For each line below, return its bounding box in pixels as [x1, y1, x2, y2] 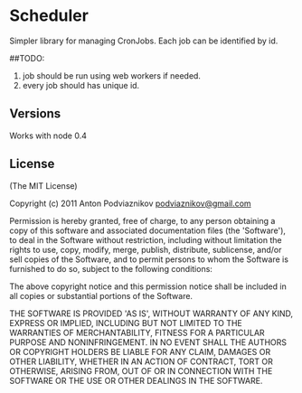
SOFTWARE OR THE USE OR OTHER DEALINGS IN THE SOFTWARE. [9, 375, 263, 386]
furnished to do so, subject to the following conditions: [9, 263, 212, 274]
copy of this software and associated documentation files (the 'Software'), [9, 225, 287, 236]
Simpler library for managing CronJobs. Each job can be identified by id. [9, 35, 278, 46]
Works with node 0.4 [9, 130, 88, 141]
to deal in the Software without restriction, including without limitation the [9, 234, 282, 245]
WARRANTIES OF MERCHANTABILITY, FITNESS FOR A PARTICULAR [9, 327, 265, 338]
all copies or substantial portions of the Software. [9, 290, 193, 301]
